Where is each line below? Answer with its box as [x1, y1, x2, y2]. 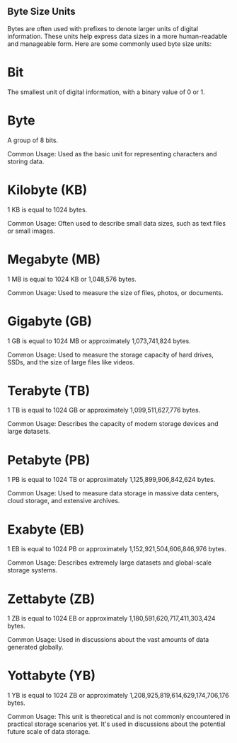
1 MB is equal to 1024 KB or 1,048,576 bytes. [7, 275, 137, 283]
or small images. [7, 226, 55, 235]
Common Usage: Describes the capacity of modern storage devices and [7, 420, 219, 428]
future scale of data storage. [7, 727, 91, 736]
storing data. [7, 157, 45, 166]
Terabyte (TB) [7, 382, 91, 398]
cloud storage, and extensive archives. [7, 497, 120, 505]
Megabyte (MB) [7, 251, 101, 267]
